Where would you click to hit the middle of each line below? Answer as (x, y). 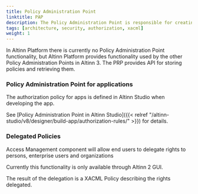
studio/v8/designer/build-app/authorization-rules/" (68, 121)
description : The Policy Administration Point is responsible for (89, 22)
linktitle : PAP (25, 17)
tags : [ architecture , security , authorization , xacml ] (75, 28)
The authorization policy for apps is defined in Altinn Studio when (85, 97)
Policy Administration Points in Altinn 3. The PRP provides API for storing (94, 63)
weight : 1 (18, 34)
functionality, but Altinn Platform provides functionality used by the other (94, 57)
